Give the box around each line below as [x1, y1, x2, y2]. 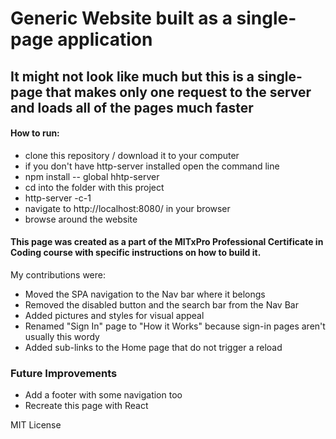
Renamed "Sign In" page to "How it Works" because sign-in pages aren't [24, 320, 326, 332]
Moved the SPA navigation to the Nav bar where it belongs [24, 288, 266, 300]
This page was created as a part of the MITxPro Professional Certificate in [10, 236, 324, 248]
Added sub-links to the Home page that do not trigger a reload [24, 341, 283, 353]
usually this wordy [24, 330, 100, 342]
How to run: [10, 127, 60, 139]
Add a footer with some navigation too [24, 389, 183, 401]
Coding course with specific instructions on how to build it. [10, 247, 262, 259]
